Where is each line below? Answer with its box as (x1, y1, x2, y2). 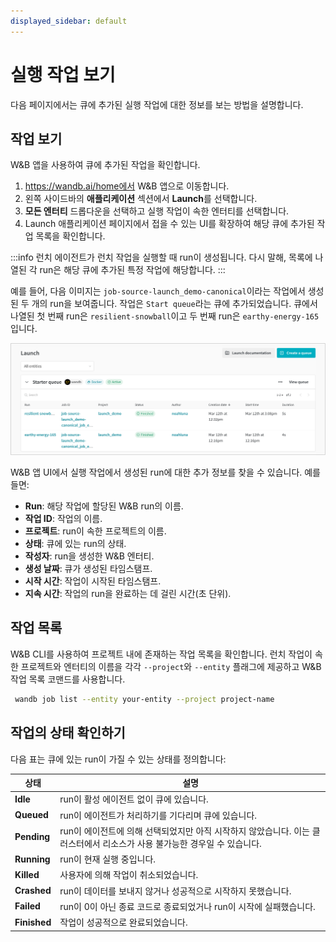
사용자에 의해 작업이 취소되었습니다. (59, 869, 199, 881)
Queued (14, 809, 49, 821)
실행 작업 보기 (10, 63, 116, 86)
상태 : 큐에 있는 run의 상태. (24, 538, 127, 550)
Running (14, 853, 51, 865)
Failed (14, 900, 41, 912)
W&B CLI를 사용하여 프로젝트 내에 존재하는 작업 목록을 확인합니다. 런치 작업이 (10, 648, 313, 660)
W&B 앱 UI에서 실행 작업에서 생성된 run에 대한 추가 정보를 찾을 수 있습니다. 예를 (10, 466, 321, 479)
